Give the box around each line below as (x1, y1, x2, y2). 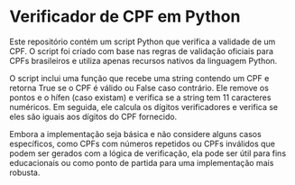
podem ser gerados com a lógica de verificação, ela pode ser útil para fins (9, 147, 287, 159)
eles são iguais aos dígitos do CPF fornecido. (9, 111, 178, 122)
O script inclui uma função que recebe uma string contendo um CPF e (9, 72, 270, 83)
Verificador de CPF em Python (9, 6, 241, 27)
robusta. (9, 167, 41, 178)
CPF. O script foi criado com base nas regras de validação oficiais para (9, 45, 273, 56)
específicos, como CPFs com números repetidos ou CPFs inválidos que (9, 138, 275, 149)
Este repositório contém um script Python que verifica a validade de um (9, 36, 276, 47)
